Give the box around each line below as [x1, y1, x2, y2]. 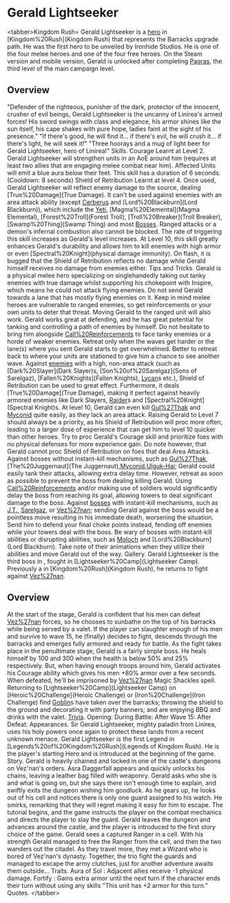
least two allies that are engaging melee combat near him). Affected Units [7, 161, 216, 170]
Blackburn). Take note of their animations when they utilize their [23, 542, 205, 550]
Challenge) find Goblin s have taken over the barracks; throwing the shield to [7, 698, 224, 706]
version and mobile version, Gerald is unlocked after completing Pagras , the [7, 57, 222, 65]
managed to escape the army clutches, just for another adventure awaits [7, 859, 213, 867]
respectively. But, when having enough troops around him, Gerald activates [7, 661, 221, 670]
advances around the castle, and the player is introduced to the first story [7, 822, 216, 831]
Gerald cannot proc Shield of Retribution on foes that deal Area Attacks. [7, 447, 211, 455]
